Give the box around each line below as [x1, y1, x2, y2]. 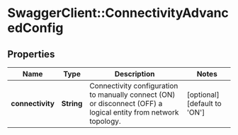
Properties [7, 48, 55, 60]
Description [114, 69, 155, 78]
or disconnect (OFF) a [89, 99, 163, 108]
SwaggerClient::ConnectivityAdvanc [7, 5, 229, 21]
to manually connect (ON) [89, 90, 176, 100]
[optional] [186, 90, 220, 100]
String [61, 99, 83, 108]
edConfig [7, 20, 64, 36]
